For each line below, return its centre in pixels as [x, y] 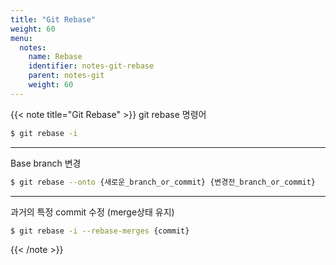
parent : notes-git [66, 76]
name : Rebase [55, 57]
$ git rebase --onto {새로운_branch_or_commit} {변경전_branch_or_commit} [163, 182]
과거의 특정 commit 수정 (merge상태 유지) [92, 212]
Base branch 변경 [46, 163]
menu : [21, 38]
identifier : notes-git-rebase [91, 66]
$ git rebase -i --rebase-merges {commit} [100, 231]
